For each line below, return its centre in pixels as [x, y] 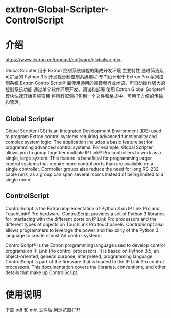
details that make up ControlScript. [42, 272]
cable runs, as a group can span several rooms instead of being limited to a [84, 174]
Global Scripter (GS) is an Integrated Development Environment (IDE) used [83, 131]
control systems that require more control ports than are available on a [79, 163]
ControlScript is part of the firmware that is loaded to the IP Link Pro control [85, 261]
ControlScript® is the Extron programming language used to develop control [85, 245]
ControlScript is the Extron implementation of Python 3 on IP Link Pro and [82, 208]
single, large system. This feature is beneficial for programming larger [79, 158]
